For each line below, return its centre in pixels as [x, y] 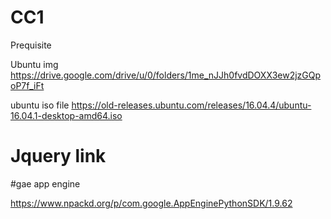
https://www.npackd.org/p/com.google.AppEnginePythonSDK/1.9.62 [151, 203]
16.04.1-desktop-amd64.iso [66, 115]
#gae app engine [45, 183]
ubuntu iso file [40, 105]
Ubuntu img [34, 64]
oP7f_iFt [27, 85]
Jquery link [58, 156]
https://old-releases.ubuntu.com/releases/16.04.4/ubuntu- [191, 105]
